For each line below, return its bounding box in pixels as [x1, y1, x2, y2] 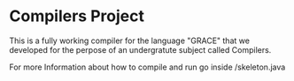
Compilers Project [9, 6, 144, 26]
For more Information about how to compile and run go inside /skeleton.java [9, 62, 286, 72]
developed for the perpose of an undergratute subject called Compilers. [9, 44, 272, 55]
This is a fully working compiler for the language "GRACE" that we [9, 35, 251, 46]
